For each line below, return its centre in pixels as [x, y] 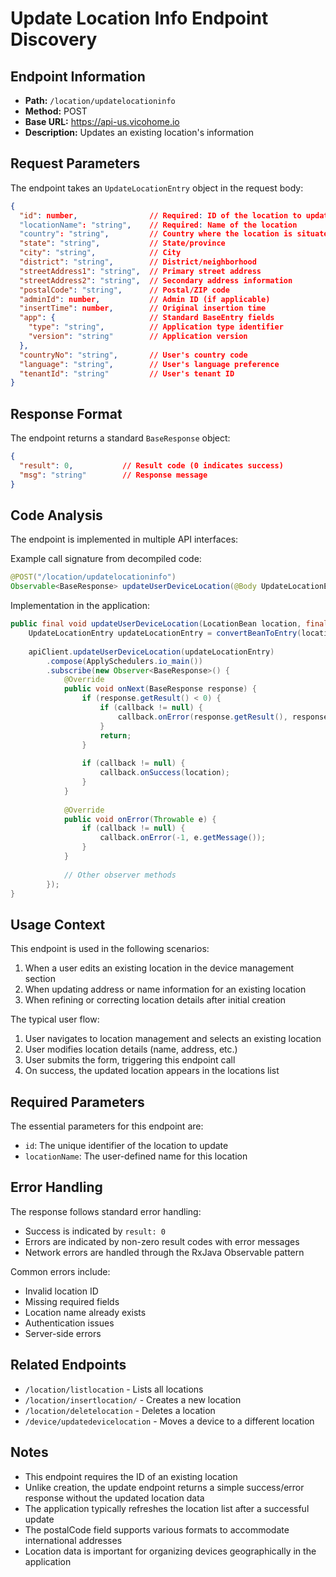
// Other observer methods [120, 875]
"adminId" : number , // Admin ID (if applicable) [145, 299]
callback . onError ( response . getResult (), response [223, 717]
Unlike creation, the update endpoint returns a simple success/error [164, 1487]
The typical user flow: [55, 1019]
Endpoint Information [78, 76]
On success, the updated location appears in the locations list [152, 1071]
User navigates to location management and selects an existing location [173, 1039]
